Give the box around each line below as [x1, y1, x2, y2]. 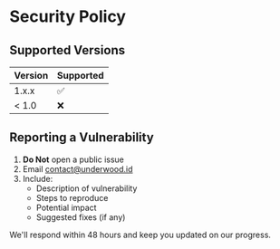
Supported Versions [9, 43, 125, 58]
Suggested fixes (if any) [35, 211, 126, 223]
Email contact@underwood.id [22, 163, 133, 174]
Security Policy [9, 6, 127, 27]
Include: [22, 173, 53, 184]
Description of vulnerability [35, 183, 138, 194]
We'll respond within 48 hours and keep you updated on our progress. [9, 229, 272, 240]
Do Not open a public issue [22, 154, 125, 165]
